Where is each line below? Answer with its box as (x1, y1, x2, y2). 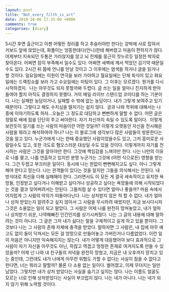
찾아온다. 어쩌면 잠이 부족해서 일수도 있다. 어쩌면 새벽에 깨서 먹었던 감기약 (5, 60, 150, 66)
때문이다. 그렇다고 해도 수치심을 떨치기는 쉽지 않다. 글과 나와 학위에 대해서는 (5, 104, 156, 110)
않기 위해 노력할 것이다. (10, 281, 57, 287)
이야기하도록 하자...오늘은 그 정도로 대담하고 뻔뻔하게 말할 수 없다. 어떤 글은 (14, 110, 162, 116)
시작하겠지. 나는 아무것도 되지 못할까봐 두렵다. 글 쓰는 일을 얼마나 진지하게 (5, 85, 152, 91)
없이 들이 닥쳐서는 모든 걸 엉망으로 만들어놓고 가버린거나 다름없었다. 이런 (14, 231, 157, 237)
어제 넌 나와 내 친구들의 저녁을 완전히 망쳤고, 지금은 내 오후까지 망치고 (21, 249, 158, 256)
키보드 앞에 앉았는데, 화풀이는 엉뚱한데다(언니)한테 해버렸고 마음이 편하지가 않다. (5, 47, 163, 53)
